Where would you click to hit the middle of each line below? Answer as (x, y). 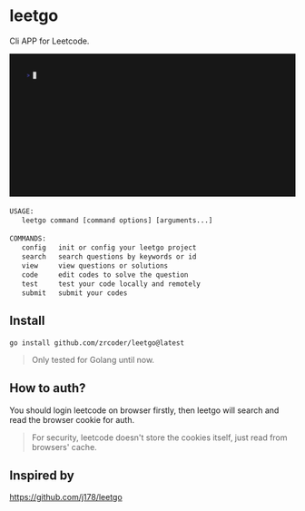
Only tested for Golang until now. (93, 359)
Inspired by (42, 475)
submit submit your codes (74, 293)
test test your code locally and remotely (111, 284)
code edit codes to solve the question (105, 275)
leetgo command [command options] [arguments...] (117, 220)
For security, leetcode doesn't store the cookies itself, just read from (159, 437)
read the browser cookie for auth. (72, 419)
